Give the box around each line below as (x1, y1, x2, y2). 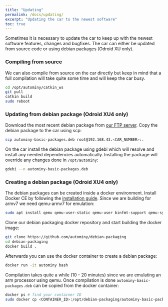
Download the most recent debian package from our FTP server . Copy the (5, 122, 158, 128)
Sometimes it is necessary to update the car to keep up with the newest (5, 35, 153, 41)
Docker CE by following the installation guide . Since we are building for (5, 195, 151, 201)
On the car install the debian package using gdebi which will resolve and (5, 146, 154, 152)
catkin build (5, 94, 32, 99)
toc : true (5, 21, 26, 27)
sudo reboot (5, 99, 30, 104)
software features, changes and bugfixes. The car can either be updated (5, 41, 155, 47)
